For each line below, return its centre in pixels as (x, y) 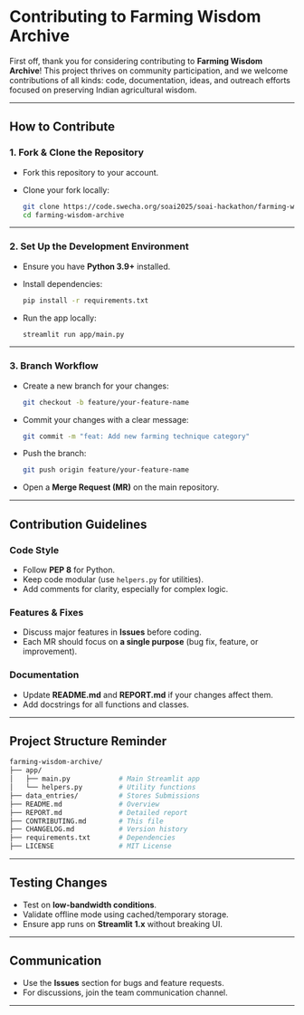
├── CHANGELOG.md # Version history (99, 829)
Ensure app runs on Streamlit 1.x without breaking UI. (123, 924)
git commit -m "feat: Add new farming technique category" (136, 436)
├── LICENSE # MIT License (90, 847)
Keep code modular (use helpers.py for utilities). (113, 579)
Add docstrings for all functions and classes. (106, 704)
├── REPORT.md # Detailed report (99, 812)
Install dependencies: (62, 283)
